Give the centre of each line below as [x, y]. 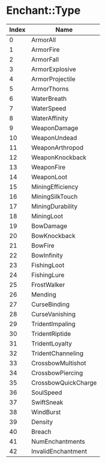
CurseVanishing [54, 314]
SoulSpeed [47, 392]
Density [42, 421]
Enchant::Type [43, 11]
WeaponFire [49, 167]
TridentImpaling [54, 324]
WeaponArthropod [57, 147]
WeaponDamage [55, 128]
